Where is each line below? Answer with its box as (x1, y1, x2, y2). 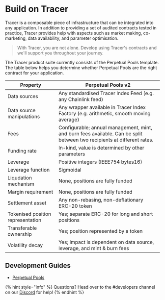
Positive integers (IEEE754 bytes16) (58, 158, 142, 165)
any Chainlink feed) (58, 96, 104, 102)
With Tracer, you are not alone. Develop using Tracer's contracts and (17, 45, 157, 50)
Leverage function (7, 166, 50, 173)
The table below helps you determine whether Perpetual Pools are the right (5, 65, 157, 71)
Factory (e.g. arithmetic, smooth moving (58, 110, 151, 117)
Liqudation (7, 174, 32, 181)
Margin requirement (7, 188, 53, 195)
